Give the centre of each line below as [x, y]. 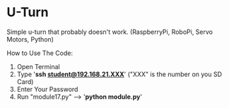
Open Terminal [39, 66]
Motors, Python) [30, 39]
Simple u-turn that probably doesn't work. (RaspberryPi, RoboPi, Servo [110, 32]
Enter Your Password [47, 89]
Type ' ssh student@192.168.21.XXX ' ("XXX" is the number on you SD [119, 74]
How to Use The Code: [40, 53]
